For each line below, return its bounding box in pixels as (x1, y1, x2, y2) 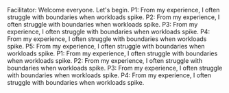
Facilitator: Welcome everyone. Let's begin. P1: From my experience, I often (7, 6, 220, 14)
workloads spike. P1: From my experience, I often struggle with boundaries (7, 49, 218, 57)
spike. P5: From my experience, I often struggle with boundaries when (7, 42, 205, 50)
